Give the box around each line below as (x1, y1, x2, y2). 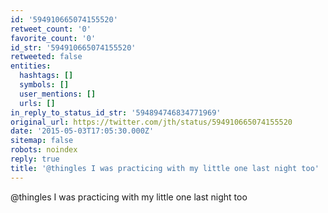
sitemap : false (10, 136, 74, 146)
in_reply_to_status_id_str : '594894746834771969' (10, 107, 222, 118)
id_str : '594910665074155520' (10, 42, 137, 53)
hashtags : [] (19, 71, 74, 81)
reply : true (10, 154, 60, 164)
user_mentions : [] (19, 89, 97, 99)
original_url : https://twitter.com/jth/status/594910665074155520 (10, 117, 293, 127)
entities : (10, 61, 52, 71)
